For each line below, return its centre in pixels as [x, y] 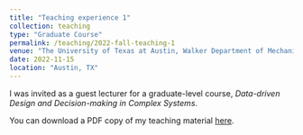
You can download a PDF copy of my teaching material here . [122, 120]
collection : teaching [50, 26]
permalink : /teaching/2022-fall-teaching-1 [92, 43]
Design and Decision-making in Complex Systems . [104, 103]
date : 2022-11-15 [42, 59]
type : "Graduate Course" [56, 34]
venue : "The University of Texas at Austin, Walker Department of [137, 51]
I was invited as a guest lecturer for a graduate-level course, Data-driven [145, 93]
